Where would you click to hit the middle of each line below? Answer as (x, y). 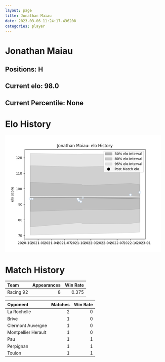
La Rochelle (19, 312)
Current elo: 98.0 (32, 86)
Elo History (28, 124)
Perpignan (18, 346)
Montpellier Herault (27, 332)
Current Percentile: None (44, 103)
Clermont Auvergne (27, 325)
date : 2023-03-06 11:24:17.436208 (41, 21)
